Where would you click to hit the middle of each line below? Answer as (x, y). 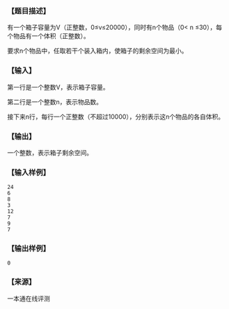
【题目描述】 (29, 10)
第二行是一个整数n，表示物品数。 (55, 101)
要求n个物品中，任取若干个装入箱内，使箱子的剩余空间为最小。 (97, 51)
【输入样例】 (29, 172)
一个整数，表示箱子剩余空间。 (50, 152)
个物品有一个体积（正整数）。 (48, 36)
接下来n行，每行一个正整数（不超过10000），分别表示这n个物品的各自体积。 (116, 117)
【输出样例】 (29, 249)
